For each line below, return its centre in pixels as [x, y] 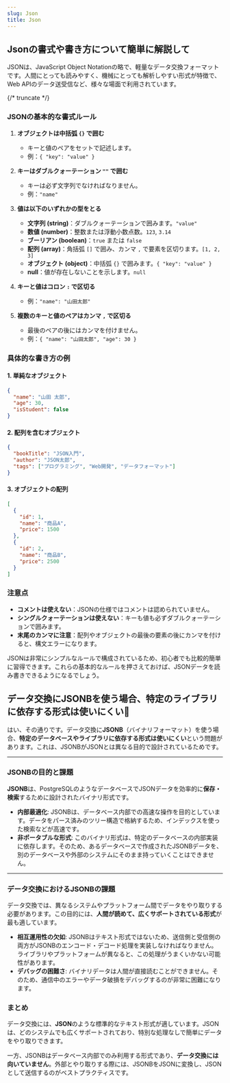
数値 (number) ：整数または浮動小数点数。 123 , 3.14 [99, 232]
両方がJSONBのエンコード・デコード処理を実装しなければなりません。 [117, 945]
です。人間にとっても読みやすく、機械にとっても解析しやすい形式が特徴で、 [114, 75]
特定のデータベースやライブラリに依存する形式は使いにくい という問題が [121, 738]
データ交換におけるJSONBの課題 [61, 889]
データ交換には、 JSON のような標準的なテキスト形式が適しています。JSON [113, 1024]
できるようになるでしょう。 [64, 675]
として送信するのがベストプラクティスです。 [69, 1073]
